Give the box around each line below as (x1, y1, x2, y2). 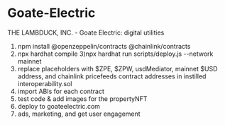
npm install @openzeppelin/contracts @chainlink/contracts (17, 42, 191, 50)
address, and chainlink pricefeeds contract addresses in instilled (17, 72, 207, 81)
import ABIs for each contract (17, 87, 105, 95)
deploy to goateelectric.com (17, 102, 101, 110)
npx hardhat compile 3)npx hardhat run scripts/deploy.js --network (17, 49, 214, 58)
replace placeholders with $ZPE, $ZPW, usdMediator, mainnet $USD (17, 64, 218, 73)
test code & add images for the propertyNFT (17, 94, 148, 103)
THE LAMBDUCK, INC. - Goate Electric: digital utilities (7, 28, 165, 37)
